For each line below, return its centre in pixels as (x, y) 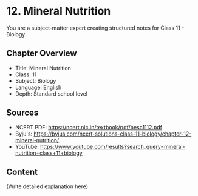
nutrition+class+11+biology (49, 153)
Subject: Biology (36, 80)
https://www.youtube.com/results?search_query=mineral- (113, 146)
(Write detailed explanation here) (47, 186)
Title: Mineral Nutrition (43, 68)
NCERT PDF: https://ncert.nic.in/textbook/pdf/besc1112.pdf (89, 127)
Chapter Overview (42, 54)
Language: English (38, 87)
